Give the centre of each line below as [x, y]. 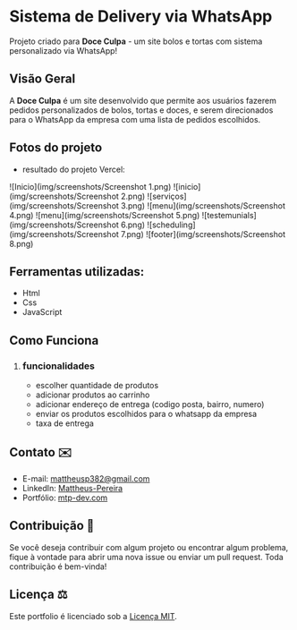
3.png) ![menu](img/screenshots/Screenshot [203, 205]
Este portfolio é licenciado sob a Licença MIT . [93, 616]
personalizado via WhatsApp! [64, 50]
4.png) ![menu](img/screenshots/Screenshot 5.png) [105, 215]
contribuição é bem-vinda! [58, 566]
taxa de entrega [64, 423]
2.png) [133, 196]
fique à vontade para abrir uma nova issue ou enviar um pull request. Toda [146, 557]
